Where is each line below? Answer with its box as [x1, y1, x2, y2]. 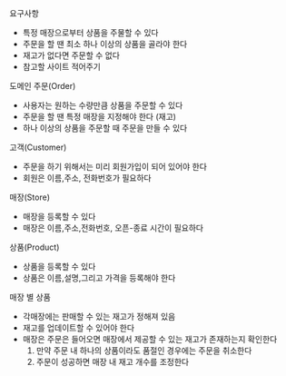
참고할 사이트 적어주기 [22, 62, 102, 72]
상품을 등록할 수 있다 [22, 262, 96, 272]
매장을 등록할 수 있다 [22, 212, 96, 222]
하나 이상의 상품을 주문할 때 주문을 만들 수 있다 [22, 123, 188, 134]
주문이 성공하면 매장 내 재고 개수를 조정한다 [35, 357, 189, 367]
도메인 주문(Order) [9, 81, 76, 91]
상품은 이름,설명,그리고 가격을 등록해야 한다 [22, 272, 176, 283]
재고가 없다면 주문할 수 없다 [22, 50, 121, 61]
